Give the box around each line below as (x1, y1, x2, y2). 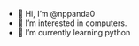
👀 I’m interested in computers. (17, 18, 127, 28)
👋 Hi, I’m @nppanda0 (17, 9, 96, 19)
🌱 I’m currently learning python (17, 27, 131, 37)
